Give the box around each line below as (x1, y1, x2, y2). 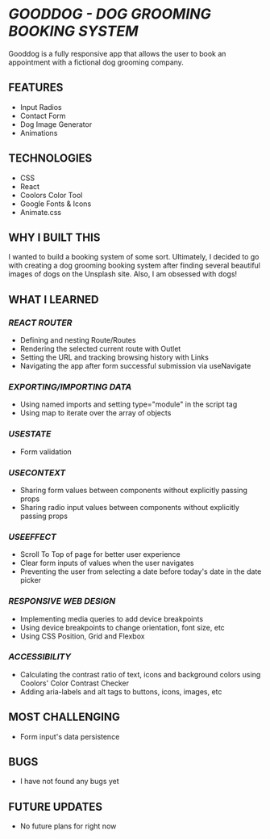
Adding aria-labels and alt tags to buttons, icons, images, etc (19, 686, 222, 696)
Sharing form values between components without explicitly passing (19, 485, 248, 495)
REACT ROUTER (8, 317, 73, 328)
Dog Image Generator (19, 119, 93, 129)
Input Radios (19, 102, 62, 112)
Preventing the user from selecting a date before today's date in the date (19, 567, 262, 576)
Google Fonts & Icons (19, 199, 92, 209)
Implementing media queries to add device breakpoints (19, 613, 204, 623)
